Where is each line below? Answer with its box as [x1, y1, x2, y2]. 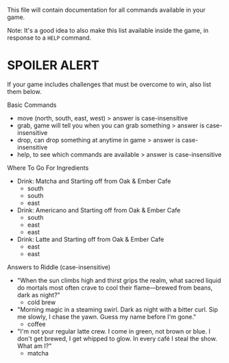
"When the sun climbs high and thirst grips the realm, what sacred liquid [16, 276, 221, 284]
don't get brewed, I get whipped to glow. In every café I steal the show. [16, 334, 217, 342]
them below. [7, 87, 42, 95]
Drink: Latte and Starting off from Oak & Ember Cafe [16, 235, 165, 243]
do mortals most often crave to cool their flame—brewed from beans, [16, 284, 213, 292]
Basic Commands [7, 101, 57, 109]
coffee [27, 320, 46, 328]
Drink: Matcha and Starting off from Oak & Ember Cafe [16, 177, 171, 185]
